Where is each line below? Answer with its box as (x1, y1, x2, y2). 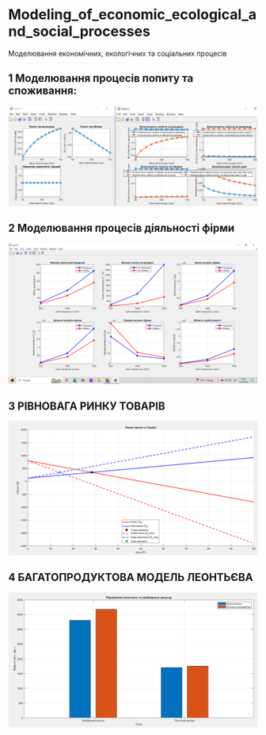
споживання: (8, 84, 78, 98)
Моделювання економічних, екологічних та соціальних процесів (8, 48, 227, 58)
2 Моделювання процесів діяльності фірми (8, 221, 235, 235)
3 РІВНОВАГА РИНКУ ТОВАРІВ (8, 399, 165, 413)
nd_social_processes (8, 22, 150, 40)
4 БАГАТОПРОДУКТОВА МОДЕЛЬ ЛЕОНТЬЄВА (8, 571, 253, 584)
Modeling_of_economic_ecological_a (8, 6, 257, 24)
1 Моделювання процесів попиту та (8, 71, 194, 85)
